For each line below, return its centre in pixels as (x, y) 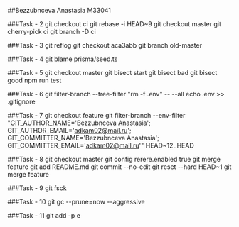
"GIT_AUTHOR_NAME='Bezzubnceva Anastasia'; (79, 123)
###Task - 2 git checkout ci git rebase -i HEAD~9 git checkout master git (115, 24)
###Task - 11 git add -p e (44, 215)
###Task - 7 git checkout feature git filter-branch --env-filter (96, 115)
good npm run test (34, 80)
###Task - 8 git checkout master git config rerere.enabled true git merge (114, 159)
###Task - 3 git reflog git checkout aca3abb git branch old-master (105, 45)
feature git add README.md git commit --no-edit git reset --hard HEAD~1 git (119, 167)
